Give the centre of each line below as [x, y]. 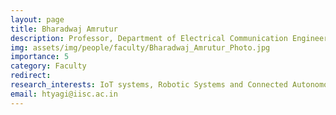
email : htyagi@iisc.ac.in [64, 94]
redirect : [31, 76]
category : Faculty [48, 66]
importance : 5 [40, 57]
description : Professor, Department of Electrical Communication [149, 38]
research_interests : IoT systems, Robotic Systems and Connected [149, 85]
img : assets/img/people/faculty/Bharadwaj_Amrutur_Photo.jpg [140, 47]
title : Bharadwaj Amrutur [64, 29]
